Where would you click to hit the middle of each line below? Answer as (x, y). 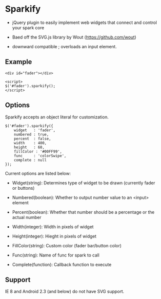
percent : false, (32, 139)
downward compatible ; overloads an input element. (64, 46)
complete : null (30, 160)
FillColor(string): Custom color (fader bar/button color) (67, 245)
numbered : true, (31, 134)
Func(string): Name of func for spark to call (56, 255)
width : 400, (30, 143)
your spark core (28, 27)
